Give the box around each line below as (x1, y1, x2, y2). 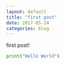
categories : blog (6, 25, 49, 32)
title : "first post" (6, 14, 58, 20)
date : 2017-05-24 (6, 20, 49, 26)
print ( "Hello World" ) (6, 53, 60, 60)
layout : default (6, 8, 47, 15)
